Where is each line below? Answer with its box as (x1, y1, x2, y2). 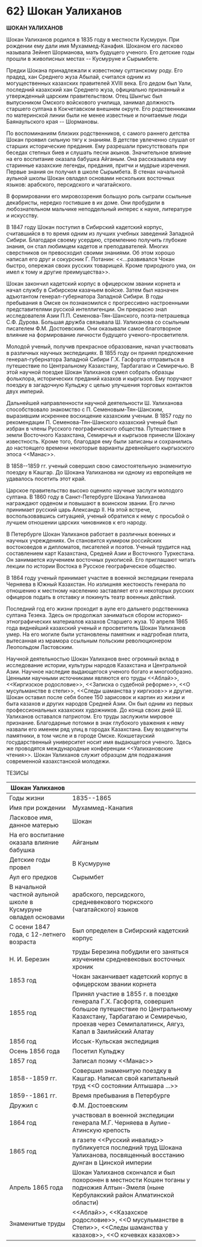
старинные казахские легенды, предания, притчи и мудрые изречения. (6, 162, 191, 169)
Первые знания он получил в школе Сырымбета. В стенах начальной (6, 168, 185, 175)
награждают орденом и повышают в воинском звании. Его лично (6, 499, 176, 507)
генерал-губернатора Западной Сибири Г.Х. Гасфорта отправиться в (6, 356, 185, 363)
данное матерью (9, 821, 59, 829)
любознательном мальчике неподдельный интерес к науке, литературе (6, 205, 192, 212)
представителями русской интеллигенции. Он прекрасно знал (6, 306, 167, 313)
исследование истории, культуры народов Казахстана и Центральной (6, 661, 187, 668)
